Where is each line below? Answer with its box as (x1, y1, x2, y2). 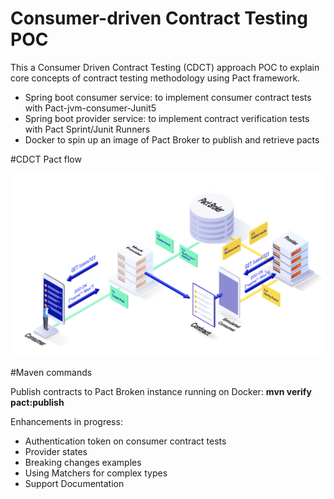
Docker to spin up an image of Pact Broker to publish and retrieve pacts (24, 133, 320, 146)
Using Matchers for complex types (24, 467, 168, 479)
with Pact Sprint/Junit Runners (24, 123, 151, 135)
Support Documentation (24, 477, 125, 489)
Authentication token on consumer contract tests (24, 435, 227, 447)
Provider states (24, 445, 88, 457)
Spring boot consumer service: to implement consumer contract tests (24, 91, 312, 103)
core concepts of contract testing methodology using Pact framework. (10, 72, 301, 84)
